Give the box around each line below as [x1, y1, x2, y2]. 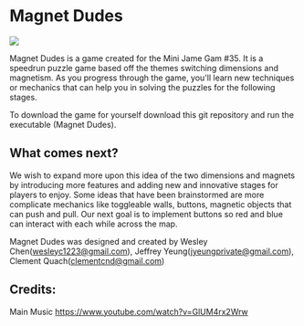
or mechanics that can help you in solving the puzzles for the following [9, 81, 276, 92]
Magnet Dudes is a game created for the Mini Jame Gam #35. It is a [9, 52, 264, 64]
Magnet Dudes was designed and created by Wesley [9, 236, 208, 247]
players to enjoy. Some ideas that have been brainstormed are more [9, 189, 265, 200]
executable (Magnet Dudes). [9, 119, 117, 130]
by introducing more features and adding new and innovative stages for [9, 179, 278, 190]
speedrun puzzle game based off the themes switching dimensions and [9, 62, 279, 73]
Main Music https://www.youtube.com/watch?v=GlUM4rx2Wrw [9, 306, 248, 317]
